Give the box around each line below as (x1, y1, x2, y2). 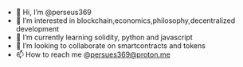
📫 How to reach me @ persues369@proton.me (15, 50, 171, 59)
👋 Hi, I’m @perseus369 (15, 8, 92, 17)
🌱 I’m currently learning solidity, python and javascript (15, 32, 193, 42)
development (15, 24, 60, 33)
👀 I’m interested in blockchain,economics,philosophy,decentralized (15, 16, 236, 25)
